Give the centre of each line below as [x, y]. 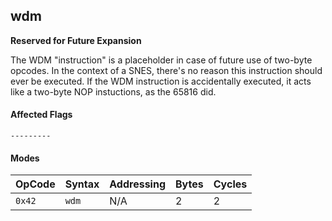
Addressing [137, 184]
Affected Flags [41, 115]
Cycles [230, 184]
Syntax [82, 184]
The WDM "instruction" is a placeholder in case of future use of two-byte [161, 60]
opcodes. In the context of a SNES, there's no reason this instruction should [166, 70]
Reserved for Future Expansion [76, 40]
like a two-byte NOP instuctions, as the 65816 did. [113, 91]
